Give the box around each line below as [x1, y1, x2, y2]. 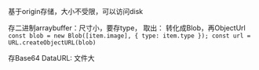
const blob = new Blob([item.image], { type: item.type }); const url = [8, 32, 251, 40]
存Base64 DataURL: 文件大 [8, 54, 96, 62]
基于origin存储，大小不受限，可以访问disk [8, 7, 144, 16]
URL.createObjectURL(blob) [8, 39, 97, 47]
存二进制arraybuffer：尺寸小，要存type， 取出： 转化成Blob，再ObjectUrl [8, 23, 246, 33]
